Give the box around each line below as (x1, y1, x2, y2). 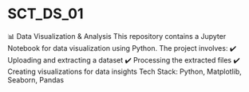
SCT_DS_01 (7, 5, 84, 23)
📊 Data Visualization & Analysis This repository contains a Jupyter (7, 31, 227, 40)
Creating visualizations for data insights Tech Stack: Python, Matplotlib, (7, 67, 243, 76)
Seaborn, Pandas (7, 75, 65, 84)
